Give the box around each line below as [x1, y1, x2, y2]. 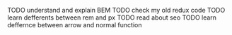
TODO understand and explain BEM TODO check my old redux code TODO [7, 6, 226, 14]
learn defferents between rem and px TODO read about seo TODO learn [7, 13, 217, 22]
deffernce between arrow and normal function [7, 21, 142, 29]
